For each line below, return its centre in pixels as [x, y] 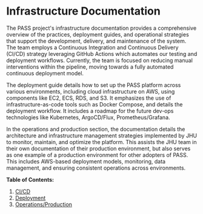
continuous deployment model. [45, 73]
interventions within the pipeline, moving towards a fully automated [90, 67]
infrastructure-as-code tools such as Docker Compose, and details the [95, 104]
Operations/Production [44, 204]
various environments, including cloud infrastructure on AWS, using [91, 91]
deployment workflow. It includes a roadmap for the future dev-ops [90, 111]
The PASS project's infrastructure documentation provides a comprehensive [101, 28]
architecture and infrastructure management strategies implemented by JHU [102, 136]
